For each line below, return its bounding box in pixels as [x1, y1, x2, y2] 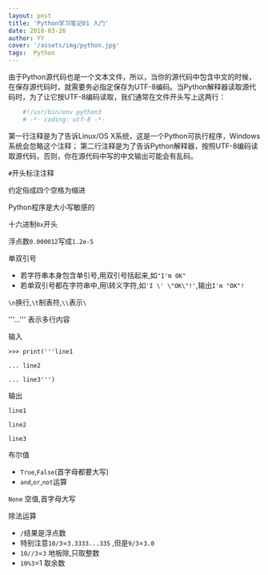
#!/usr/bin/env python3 [22, 108, 102, 116]
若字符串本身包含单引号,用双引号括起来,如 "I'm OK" [19, 270, 186, 280]
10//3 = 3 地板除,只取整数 [19, 548, 100, 557]
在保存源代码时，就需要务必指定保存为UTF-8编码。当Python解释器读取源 [8, 82, 250, 91]
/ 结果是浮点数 [19, 528, 66, 537]
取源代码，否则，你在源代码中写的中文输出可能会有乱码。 [8, 151, 198, 160]
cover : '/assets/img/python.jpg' [8, 42, 120, 50]
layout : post [8, 11, 52, 20]
